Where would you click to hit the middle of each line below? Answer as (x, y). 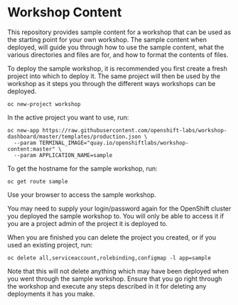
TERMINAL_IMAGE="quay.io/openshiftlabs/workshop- (114, 143)
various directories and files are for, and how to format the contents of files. (118, 55)
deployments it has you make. (51, 294)
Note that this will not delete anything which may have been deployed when (118, 271)
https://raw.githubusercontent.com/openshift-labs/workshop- (135, 130)
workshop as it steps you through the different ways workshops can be (112, 83)
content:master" (31, 149)
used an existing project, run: (50, 245)
